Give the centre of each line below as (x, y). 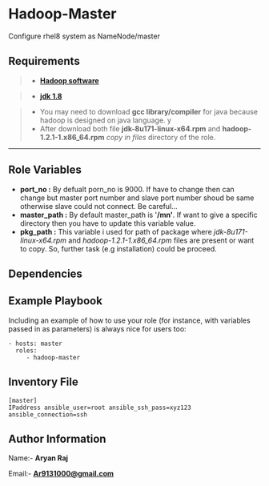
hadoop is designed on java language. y (106, 120)
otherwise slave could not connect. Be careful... (98, 206)
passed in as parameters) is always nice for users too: (97, 328)
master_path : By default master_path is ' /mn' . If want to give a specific (139, 215)
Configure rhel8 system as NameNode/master (84, 36)
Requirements (44, 61)
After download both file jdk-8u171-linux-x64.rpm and (130, 128)
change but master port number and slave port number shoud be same (137, 198)
